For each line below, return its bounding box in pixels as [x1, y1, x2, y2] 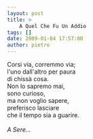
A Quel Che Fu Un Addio [19, 22, 87, 29]
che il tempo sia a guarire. [7, 111, 80, 119]
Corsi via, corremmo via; [7, 61, 76, 68]
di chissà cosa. [7, 75, 49, 82]
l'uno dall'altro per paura [7, 67, 76, 76]
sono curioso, [7, 89, 45, 97]
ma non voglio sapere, [7, 97, 69, 104]
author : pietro [7, 42, 50, 48]
